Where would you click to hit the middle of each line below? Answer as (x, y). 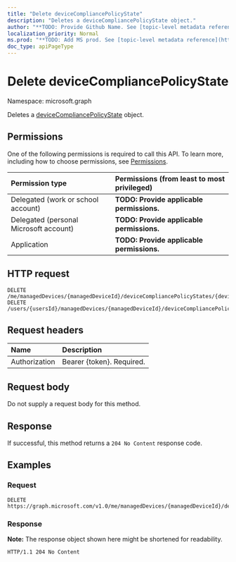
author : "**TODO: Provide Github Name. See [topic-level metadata (106, 27)
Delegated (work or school (55, 200)
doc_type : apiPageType (40, 47)
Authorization (33, 362)
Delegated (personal (45, 219)
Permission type (39, 183)
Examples (29, 465)
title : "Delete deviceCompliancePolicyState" (75, 14)
